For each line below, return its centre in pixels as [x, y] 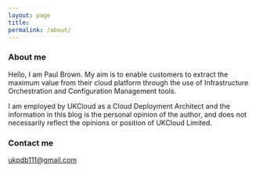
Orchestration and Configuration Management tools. [92, 91]
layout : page [29, 15]
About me [27, 57]
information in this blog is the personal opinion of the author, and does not [128, 114]
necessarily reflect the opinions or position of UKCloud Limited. [110, 123]
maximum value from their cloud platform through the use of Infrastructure [128, 82]
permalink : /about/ [40, 30]
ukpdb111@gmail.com [42, 159]
